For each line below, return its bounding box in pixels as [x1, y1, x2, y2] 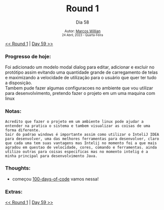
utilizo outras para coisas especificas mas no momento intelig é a [5, 149, 148, 154]
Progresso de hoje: [5, 53, 52, 60]
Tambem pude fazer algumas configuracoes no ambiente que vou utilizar [5, 85, 153, 91]
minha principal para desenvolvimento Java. [5, 153, 98, 158]
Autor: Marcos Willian [64, 29, 101, 33]
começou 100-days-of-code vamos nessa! [12, 176, 99, 182]
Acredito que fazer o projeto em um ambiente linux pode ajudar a [5, 119, 144, 124]
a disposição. [5, 80, 32, 86]
